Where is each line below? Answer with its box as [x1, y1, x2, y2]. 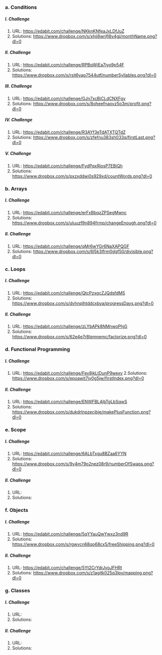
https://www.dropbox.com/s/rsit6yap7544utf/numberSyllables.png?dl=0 [12, 72, 157, 78]
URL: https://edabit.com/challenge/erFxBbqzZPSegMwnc [12, 209, 127, 215]
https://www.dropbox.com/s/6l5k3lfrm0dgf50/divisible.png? [33, 248, 153, 254]
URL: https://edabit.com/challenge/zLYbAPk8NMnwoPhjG [12, 323, 128, 329]
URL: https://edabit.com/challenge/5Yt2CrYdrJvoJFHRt [12, 565, 122, 571]
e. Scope [5, 426, 27, 433]
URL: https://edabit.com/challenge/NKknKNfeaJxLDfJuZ [12, 28, 125, 34]
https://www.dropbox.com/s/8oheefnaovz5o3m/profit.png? [33, 101, 151, 106]
